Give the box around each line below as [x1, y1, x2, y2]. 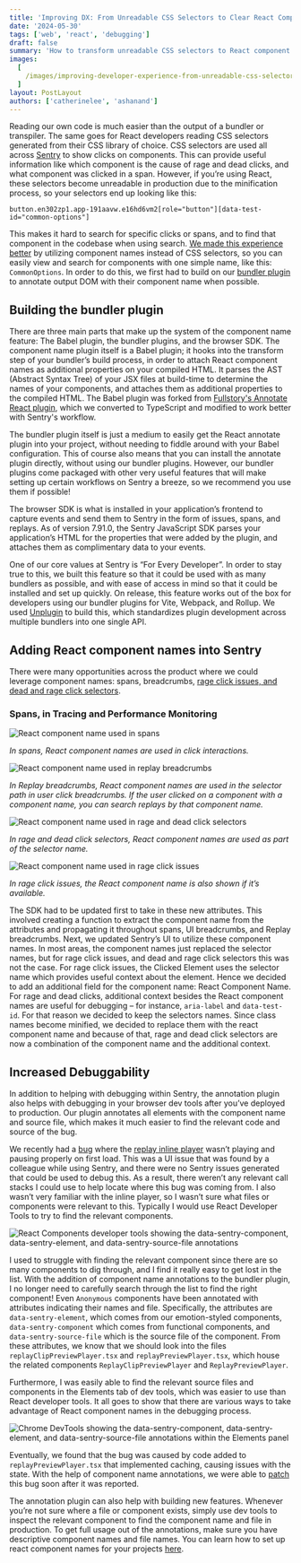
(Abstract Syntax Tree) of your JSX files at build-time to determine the [9, 374, 269, 385]
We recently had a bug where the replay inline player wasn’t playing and [9, 1144, 275, 1155]
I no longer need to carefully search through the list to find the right [9, 1283, 258, 1294]
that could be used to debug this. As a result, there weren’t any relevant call [9, 1172, 288, 1184]
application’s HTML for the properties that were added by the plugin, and [9, 533, 278, 543]
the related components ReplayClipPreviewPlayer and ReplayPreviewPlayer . [9, 1359, 288, 1370]
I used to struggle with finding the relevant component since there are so [9, 1255, 279, 1265]
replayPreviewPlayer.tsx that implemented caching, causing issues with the [9, 1459, 291, 1471]
